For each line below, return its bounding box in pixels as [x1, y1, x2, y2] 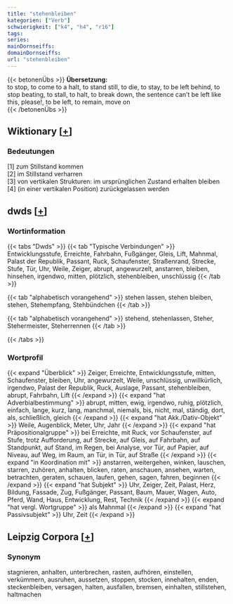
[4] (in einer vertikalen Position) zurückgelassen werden [7, 185, 170, 193]
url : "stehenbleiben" [7, 56, 71, 63]
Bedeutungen [7, 147, 55, 157]
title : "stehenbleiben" [7, 10, 77, 18]
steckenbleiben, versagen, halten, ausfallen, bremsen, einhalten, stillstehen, [7, 583, 227, 591]
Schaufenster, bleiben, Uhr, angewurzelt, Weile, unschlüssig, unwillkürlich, [7, 376, 222, 385]
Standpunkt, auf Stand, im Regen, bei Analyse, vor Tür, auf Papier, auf [7, 443, 209, 452]
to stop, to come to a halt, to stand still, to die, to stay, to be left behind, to [7, 82, 220, 91]
